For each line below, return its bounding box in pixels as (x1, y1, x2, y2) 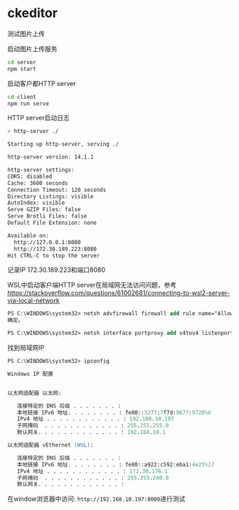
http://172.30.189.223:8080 (14, 245, 97, 253)
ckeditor (7, 5, 58, 21)
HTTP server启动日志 (7, 114, 70, 122)
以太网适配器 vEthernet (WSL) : (7, 442, 94, 449)
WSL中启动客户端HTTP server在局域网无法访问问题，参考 (7, 281, 177, 289)
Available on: (7, 232, 50, 239)
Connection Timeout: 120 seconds (7, 186, 107, 193)
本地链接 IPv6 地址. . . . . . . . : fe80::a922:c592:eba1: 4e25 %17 (16, 461, 215, 468)
